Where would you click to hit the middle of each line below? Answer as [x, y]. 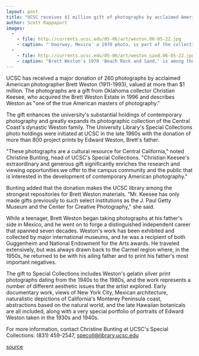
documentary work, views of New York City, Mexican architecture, [87, 292]
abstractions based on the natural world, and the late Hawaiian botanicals [96, 305]
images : [16, 28]
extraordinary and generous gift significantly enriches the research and [93, 164]
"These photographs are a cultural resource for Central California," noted [95, 151]
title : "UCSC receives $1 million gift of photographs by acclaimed [92, 17]
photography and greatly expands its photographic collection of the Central [98, 121]
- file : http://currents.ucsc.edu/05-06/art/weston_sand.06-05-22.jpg [106, 56]
